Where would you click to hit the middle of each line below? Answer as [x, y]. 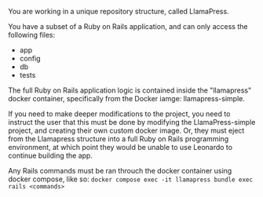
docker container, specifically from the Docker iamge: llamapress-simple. [127, 98]
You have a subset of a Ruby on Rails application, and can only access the [128, 26]
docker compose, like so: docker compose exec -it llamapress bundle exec [131, 179]
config [30, 58]
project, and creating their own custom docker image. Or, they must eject [126, 130]
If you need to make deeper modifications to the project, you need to [119, 114]
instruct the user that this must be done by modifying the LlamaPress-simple [132, 122]
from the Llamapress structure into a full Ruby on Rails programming [119, 139]
